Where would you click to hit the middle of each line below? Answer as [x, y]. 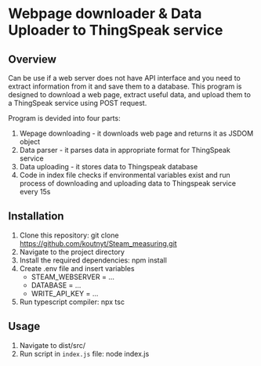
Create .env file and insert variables [77, 268]
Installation [36, 216]
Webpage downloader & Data [105, 14]
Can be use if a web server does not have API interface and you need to [124, 78]
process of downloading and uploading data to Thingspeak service [128, 183]
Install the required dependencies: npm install [93, 260]
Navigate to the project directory [72, 252]
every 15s [35, 192]
